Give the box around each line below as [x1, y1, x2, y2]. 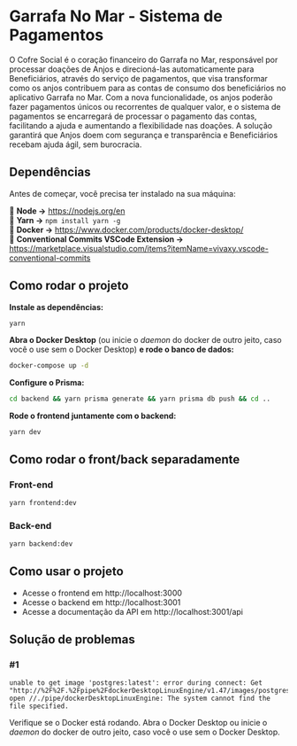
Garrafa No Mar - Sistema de [9, 6, 223, 27]
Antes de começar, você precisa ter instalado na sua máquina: [9, 188, 236, 198]
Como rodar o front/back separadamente [9, 452, 240, 467]
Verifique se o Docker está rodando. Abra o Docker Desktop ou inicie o [9, 718, 268, 728]
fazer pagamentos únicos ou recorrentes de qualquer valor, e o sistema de [9, 101, 281, 112]
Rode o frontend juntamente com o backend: [9, 410, 177, 422]
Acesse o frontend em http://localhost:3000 [21, 587, 183, 598]
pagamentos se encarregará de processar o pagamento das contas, [9, 111, 257, 121]
